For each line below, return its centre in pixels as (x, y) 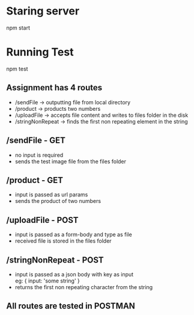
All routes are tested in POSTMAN (71, 306)
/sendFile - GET (36, 141)
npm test (17, 69)
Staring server (43, 11)
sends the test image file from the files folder (71, 161)
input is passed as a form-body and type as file (73, 235)
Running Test (40, 52)
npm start (18, 28)
